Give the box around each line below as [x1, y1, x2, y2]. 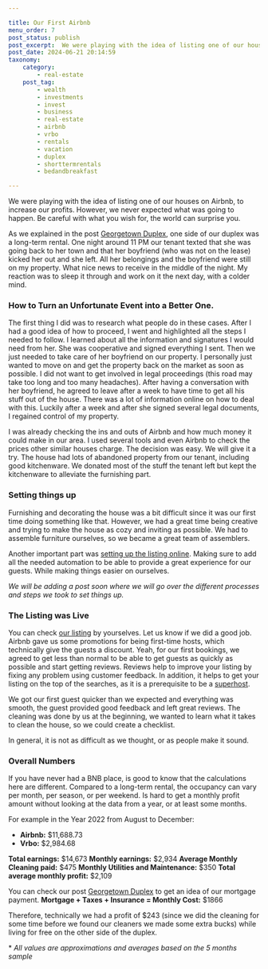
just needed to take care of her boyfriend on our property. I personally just [8, 352, 253, 362]
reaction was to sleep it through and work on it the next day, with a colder [8, 271, 250, 281]
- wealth [37, 86, 66, 94]
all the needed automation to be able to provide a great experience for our [8, 557, 251, 567]
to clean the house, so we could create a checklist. [8, 720, 175, 730]
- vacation [37, 145, 73, 153]
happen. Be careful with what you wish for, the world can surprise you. [8, 214, 241, 223]
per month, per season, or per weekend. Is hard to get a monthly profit [8, 791, 240, 800]
